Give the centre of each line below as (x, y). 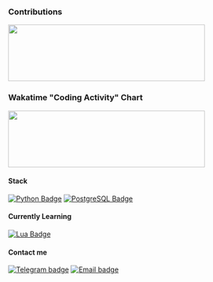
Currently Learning (40, 217)
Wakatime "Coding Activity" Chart (75, 98)
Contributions (35, 12)
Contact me (28, 252)
